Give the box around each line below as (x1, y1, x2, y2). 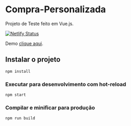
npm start (5, 92, 27, 98)
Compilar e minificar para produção (5, 104, 95, 111)
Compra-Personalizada (5, 4, 106, 15)
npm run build (5, 116, 36, 121)
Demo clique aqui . (5, 40, 43, 47)
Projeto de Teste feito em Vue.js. (5, 20, 74, 27)
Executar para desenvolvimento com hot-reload (5, 80, 126, 88)
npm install (5, 69, 31, 74)
